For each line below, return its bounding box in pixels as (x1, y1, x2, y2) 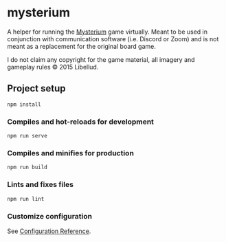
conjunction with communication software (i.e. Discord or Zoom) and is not (7, 34, 219, 43)
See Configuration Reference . (7, 227, 91, 235)
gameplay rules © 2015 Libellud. (7, 63, 99, 71)
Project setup (7, 82, 67, 94)
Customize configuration (7, 211, 93, 221)
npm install (7, 101, 41, 108)
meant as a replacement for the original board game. (7, 42, 156, 50)
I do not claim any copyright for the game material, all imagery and (7, 55, 195, 63)
